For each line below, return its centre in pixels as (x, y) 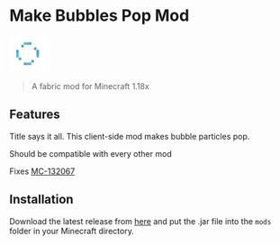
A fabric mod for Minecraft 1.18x (90, 86)
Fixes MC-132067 (42, 171)
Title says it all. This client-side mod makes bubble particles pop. (130, 136)
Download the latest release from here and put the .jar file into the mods (140, 221)
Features (35, 115)
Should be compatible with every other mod (91, 153)
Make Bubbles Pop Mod (99, 16)
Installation (41, 200)
